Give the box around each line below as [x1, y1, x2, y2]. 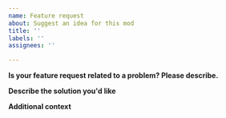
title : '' [8, 26, 42, 35]
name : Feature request [8, 11, 84, 20]
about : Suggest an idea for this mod [8, 19, 135, 27]
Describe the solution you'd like [8, 86, 116, 96]
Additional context [8, 102, 72, 112]
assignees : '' [8, 42, 56, 50]
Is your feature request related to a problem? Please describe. [8, 71, 219, 80]
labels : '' [8, 34, 45, 43]
